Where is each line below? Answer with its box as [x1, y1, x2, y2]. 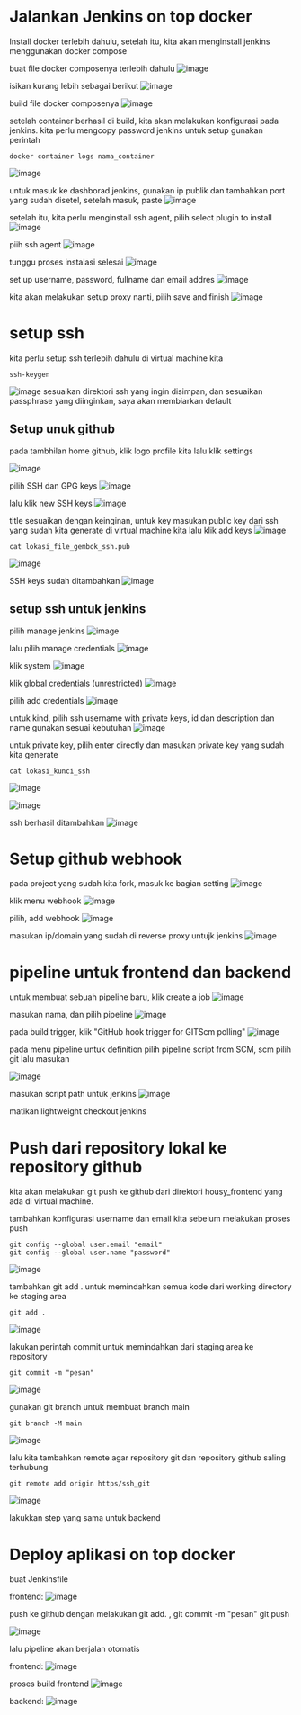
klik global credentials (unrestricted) [9, 678, 144, 688]
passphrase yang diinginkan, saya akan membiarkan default [9, 395, 232, 406]
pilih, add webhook [9, 913, 80, 924]
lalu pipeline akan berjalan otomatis [9, 1644, 140, 1655]
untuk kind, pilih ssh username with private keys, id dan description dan [9, 713, 275, 723]
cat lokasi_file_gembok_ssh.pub [9, 542, 130, 551]
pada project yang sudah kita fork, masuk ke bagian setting [9, 878, 229, 889]
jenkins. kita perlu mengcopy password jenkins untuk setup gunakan [9, 124, 263, 136]
